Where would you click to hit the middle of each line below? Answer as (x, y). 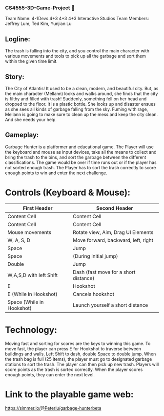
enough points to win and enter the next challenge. (56, 173)
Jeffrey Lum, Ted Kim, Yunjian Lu (38, 23)
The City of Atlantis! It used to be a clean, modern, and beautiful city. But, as (82, 88)
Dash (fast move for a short (104, 272)
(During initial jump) (95, 256)
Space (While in (26, 302)
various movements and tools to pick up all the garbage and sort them (76, 56)
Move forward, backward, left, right (113, 240)
